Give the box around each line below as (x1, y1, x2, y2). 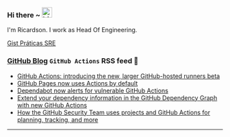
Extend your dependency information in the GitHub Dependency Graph (16, 93, 218, 102)
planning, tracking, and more (16, 115, 99, 123)
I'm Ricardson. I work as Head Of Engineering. (7, 26, 138, 34)
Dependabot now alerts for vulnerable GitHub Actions (16, 86, 169, 95)
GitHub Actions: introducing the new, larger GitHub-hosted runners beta (16, 72, 220, 80)
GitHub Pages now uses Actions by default (16, 79, 138, 87)
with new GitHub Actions (16, 101, 88, 109)
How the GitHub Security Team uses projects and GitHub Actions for (16, 108, 211, 116)
